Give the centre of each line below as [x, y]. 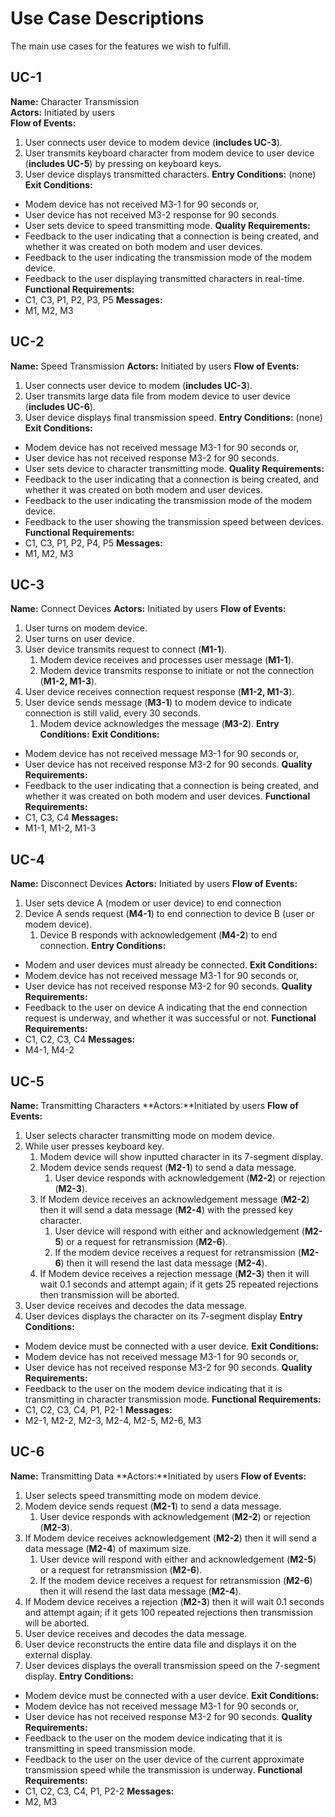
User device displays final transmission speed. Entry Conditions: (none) [173, 417]
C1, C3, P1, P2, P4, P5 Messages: [93, 543]
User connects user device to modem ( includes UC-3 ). [138, 385]
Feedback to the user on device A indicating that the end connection [166, 1008]
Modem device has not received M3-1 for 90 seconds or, [142, 204]
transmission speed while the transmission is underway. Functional [163, 1769]
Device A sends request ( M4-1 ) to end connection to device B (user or [169, 914]
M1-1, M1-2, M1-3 [60, 828]
